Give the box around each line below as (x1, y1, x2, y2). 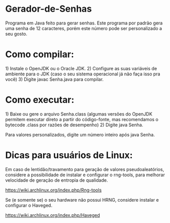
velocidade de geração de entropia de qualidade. (5, 177, 108, 183)
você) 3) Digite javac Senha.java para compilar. (5, 76, 104, 82)
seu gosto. (5, 31, 28, 37)
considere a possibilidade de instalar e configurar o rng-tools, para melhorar (5, 172, 165, 178)
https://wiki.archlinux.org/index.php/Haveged (5, 212, 100, 218)
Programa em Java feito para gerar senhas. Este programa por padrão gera (5, 20, 163, 26)
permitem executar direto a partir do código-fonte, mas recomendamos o (5, 116, 159, 122)
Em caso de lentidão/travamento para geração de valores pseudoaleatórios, (5, 166, 164, 172)
